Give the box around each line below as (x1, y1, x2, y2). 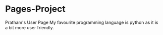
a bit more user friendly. (5, 24, 54, 30)
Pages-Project (5, 3, 66, 15)
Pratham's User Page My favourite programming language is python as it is (5, 19, 159, 25)
